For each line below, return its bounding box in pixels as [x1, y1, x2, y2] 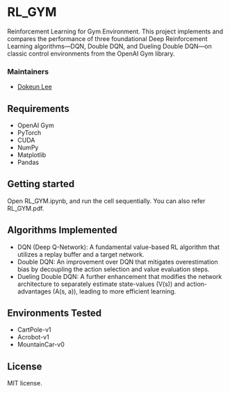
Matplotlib [17, 151, 47, 159]
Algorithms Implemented [7, 224, 118, 236]
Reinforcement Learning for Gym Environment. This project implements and [7, 27, 224, 35]
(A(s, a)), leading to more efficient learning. [52, 287, 176, 296]
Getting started [7, 178, 75, 190]
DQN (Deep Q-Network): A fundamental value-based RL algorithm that [17, 243, 220, 251]
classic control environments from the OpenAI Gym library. [7, 49, 175, 58]
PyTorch [17, 129, 42, 137]
